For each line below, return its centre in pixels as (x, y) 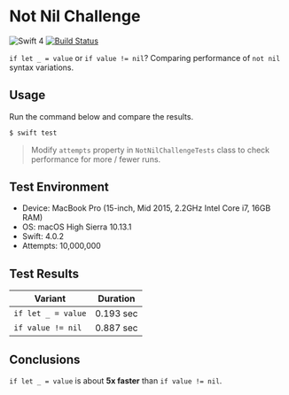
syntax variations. (41, 67)
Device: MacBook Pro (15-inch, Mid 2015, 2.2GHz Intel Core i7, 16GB (146, 208)
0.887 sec (116, 328)
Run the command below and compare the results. (101, 116)
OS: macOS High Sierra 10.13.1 (77, 227)
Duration (116, 298)
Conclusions (45, 359)
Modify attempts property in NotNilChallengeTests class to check (150, 150)
